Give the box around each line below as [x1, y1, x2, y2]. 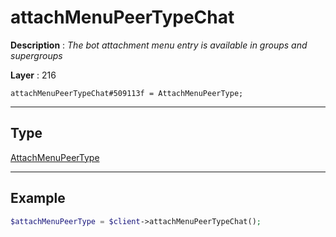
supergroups [10, 49, 63, 61]
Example [10, 190, 66, 207]
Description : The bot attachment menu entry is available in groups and [10, 39, 308, 51]
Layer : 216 [10, 69, 57, 81]
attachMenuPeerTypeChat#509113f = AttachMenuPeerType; [10, 88, 244, 98]
